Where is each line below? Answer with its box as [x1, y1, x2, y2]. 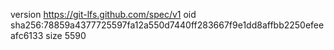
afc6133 [10, 30, 44, 41]
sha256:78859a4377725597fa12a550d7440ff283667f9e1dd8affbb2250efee [10, 19, 325, 31]
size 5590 [45, 30, 87, 41]
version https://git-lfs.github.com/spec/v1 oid [10, 9, 197, 20]
